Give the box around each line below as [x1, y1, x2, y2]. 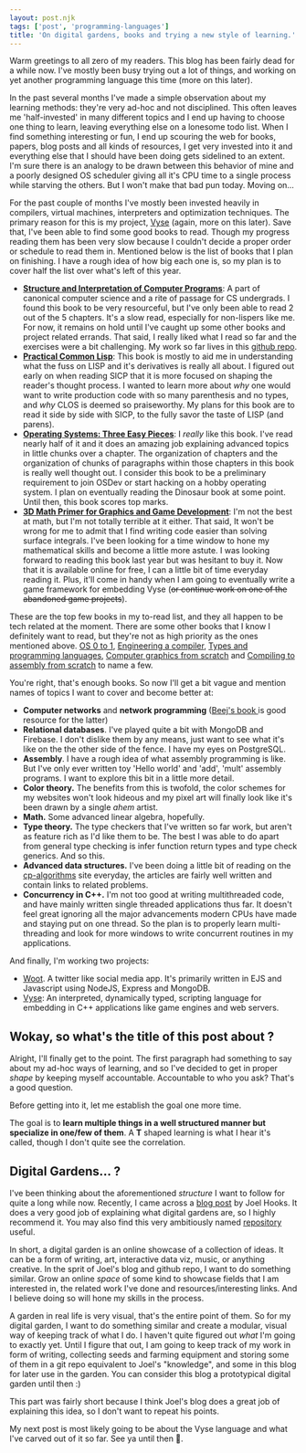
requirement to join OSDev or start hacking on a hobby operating [22, 477, 267, 489]
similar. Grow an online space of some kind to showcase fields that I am [9, 1273, 280, 1284]
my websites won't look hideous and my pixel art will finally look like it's [22, 792, 292, 804]
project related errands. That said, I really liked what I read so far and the [22, 332, 297, 342]
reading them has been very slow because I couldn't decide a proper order [9, 237, 291, 247]
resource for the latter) [22, 714, 109, 726]
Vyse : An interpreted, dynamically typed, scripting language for [22, 993, 262, 1004]
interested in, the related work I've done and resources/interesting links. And [9, 1283, 298, 1293]
